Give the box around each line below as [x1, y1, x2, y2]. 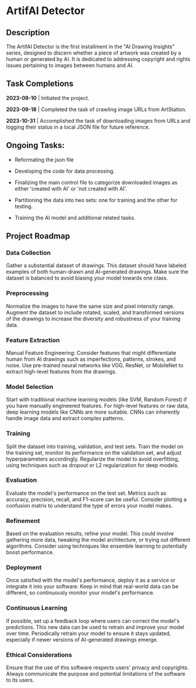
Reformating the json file [14, 156, 74, 163]
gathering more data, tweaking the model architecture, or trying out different [6, 536, 191, 543]
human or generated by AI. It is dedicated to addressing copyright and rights [6, 56, 191, 62]
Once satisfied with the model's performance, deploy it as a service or [6, 577, 176, 584]
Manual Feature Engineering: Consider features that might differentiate [6, 349, 177, 356]
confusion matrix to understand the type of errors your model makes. [6, 502, 173, 509]
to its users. [6, 676, 35, 683]
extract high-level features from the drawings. [6, 368, 117, 375]
